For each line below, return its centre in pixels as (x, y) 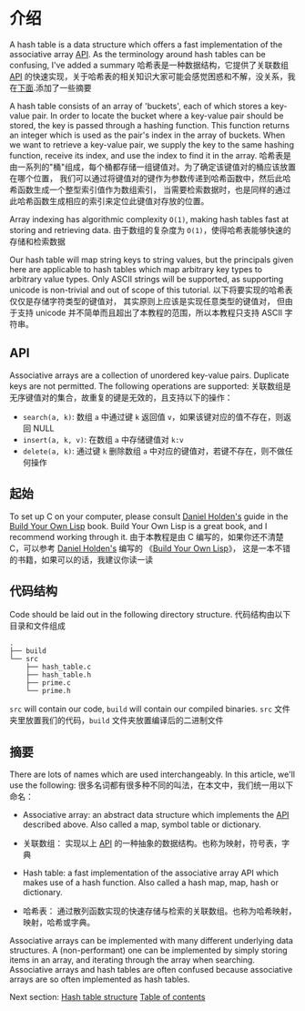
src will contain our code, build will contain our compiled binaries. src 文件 (150, 709)
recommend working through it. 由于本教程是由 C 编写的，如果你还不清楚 (147, 536)
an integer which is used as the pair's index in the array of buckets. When (147, 135)
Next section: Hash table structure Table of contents (107, 997)
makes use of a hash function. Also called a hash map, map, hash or (151, 883)
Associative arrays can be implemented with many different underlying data (152, 941)
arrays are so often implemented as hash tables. (100, 979)
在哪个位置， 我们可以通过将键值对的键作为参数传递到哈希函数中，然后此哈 (150, 178)
